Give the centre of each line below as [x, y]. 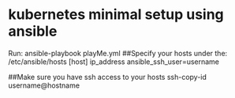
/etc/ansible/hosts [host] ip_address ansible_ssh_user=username [114, 62]
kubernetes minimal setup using [116, 15]
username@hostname [44, 85]
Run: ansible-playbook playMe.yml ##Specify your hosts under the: [118, 53]
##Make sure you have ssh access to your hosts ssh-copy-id [108, 77]
